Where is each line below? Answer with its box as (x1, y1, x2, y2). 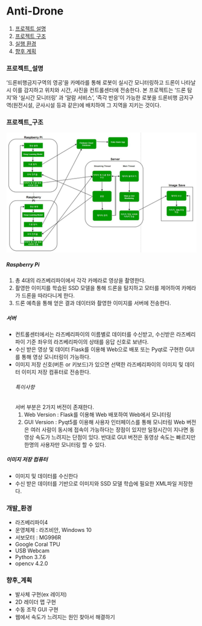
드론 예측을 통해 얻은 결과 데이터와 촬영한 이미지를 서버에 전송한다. (14, 300, 171, 307)
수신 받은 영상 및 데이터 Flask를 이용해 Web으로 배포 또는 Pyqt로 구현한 (14, 346, 184, 353)
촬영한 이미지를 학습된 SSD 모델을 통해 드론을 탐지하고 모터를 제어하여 (14, 285, 180, 292)
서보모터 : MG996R (14, 534, 62, 541)
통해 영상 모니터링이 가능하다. (21, 353, 91, 361)
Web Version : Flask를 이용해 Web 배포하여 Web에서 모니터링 (24, 411, 172, 418)
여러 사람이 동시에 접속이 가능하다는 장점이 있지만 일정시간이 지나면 (30, 426, 189, 433)
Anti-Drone (6, 4, 64, 18)
